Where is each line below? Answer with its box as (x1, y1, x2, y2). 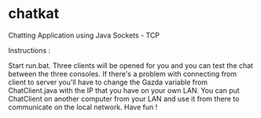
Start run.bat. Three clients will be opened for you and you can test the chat (8, 60, 254, 70)
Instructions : (8, 45, 51, 55)
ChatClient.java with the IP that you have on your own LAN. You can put (8, 85, 240, 95)
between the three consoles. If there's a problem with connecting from (8, 69, 237, 78)
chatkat (8, 5, 60, 23)
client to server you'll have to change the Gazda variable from (8, 77, 208, 87)
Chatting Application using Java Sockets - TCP (8, 30, 160, 40)
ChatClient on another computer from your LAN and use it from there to (8, 94, 240, 103)
